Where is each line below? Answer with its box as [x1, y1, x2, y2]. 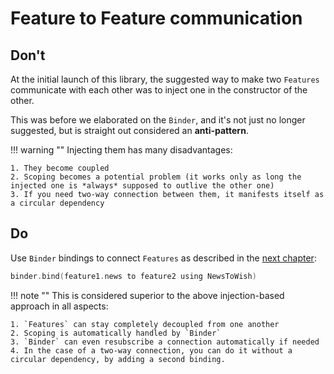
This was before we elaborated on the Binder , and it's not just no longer [10, 114, 306, 126]
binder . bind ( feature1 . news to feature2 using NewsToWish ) [10, 271, 257, 281]
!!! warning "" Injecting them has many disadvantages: [10, 144, 233, 156]
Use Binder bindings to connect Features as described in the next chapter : [10, 252, 317, 264]
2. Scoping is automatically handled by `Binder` [10, 328, 222, 338]
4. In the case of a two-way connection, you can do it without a [10, 345, 293, 356]
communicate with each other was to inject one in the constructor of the [10, 84, 308, 96]
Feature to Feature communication [10, 7, 303, 30]
